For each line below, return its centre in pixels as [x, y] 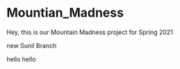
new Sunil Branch [32, 45]
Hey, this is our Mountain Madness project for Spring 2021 [90, 32]
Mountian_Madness [65, 13]
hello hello [21, 59]
